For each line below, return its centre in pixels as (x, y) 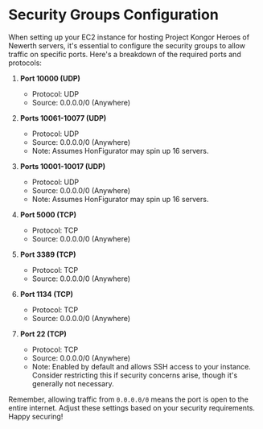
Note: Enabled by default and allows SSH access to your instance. (141, 366)
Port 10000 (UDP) (50, 78)
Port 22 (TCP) (43, 334)
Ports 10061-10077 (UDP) (63, 118)
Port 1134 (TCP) (47, 294)
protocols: (25, 63)
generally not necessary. (73, 383)
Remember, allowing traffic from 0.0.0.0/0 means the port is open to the (129, 399)
